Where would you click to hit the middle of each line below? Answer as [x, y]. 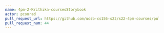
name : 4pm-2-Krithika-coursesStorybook [46, 9]
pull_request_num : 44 [27, 23]
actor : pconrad [20, 14]
